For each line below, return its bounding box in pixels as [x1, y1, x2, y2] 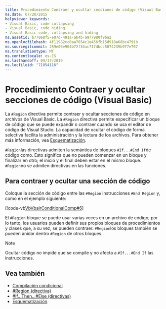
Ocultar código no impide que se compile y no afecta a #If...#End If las [5, 249, 154, 255]
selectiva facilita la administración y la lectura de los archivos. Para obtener [5, 132, 159, 138]
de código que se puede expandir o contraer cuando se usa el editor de [5, 122, 152, 127]
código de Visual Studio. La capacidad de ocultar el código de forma [5, 127, 145, 133]
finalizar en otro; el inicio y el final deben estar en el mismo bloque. [5, 157, 142, 164]
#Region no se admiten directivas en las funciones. [5, 163, 107, 169]
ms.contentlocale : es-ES [5, 53, 56, 59]
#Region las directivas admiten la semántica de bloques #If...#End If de [5, 147, 151, 153]
